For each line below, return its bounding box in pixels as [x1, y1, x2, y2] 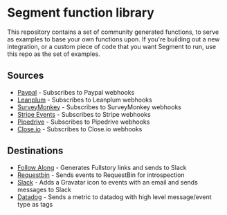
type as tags [17, 200, 53, 208]
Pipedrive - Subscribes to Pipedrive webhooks [17, 118, 150, 126]
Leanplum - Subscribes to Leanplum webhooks [17, 95, 152, 104]
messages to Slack [17, 185, 71, 194]
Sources [7, 70, 44, 82]
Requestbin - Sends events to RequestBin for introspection [17, 171, 185, 179]
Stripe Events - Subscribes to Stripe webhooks [17, 110, 151, 118]
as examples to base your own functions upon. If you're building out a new [7, 35, 220, 43]
